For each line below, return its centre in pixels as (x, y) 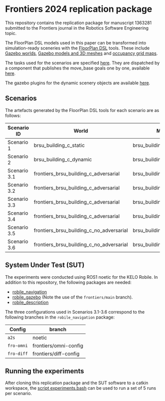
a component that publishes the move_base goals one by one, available (77, 68)
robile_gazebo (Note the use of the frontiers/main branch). (72, 297)
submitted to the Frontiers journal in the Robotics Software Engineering (77, 28)
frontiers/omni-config (58, 345)
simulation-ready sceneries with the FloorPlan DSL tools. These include (77, 48)
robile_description (30, 302)
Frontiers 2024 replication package (79, 9)
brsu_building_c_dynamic (63, 159)
